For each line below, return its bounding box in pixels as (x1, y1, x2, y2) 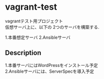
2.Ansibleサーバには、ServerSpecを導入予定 (5, 68, 94, 74)
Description (5, 49, 41, 57)
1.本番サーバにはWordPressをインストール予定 (5, 62, 98, 68)
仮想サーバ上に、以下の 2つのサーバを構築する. (5, 24, 100, 30)
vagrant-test (5, 1, 57, 13)
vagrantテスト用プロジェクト (5, 18, 63, 24)
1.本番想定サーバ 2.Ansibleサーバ (5, 34, 70, 40)
